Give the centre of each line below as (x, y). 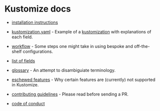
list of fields (23, 61)
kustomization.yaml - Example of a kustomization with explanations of (81, 32)
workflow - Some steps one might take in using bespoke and (72, 46)
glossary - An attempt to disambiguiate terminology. (64, 70)
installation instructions (35, 22)
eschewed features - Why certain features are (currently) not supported (83, 79)
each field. (22, 37)
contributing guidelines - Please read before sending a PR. (70, 94)
